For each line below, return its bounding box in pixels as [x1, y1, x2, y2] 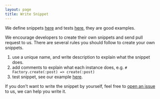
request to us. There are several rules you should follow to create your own [5, 39, 155, 45]
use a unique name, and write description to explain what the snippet [12, 54, 150, 60]
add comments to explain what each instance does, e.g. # [12, 64, 128, 70]
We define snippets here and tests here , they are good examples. [5, 25, 136, 31]
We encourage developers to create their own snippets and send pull [5, 34, 143, 40]
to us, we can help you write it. [5, 88, 66, 94]
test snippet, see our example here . [12, 74, 83, 80]
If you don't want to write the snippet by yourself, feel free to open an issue [5, 83, 156, 89]
